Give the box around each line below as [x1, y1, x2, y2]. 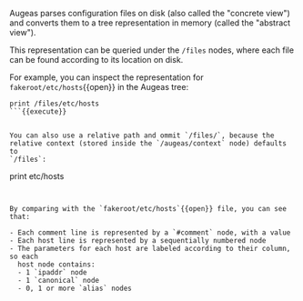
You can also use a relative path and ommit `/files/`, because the [9, 131, 275, 140]
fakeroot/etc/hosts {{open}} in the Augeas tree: [9, 82, 189, 92]
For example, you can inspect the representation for [9, 72, 205, 83]
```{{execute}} [9, 107, 67, 116]
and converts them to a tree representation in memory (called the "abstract [9, 17, 291, 28]
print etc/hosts [9, 171, 65, 181]
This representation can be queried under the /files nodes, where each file [9, 45, 294, 55]
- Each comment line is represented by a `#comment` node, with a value [9, 228, 291, 237]
